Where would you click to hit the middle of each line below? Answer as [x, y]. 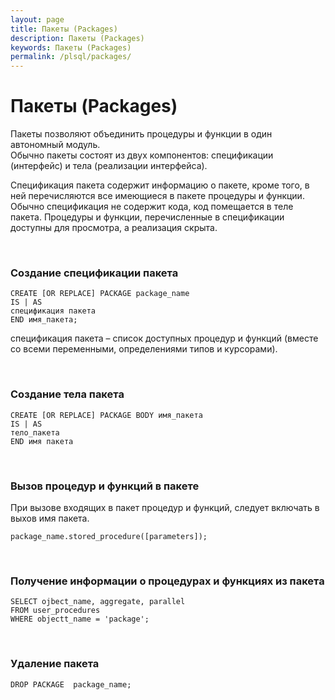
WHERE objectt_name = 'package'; [80, 619]
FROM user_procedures [55, 611]
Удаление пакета [55, 664]
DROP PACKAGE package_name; [71, 684]
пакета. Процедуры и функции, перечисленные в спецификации [147, 217]
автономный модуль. [55, 145]
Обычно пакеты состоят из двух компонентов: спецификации [142, 155]
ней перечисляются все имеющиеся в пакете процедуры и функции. [157, 196]
